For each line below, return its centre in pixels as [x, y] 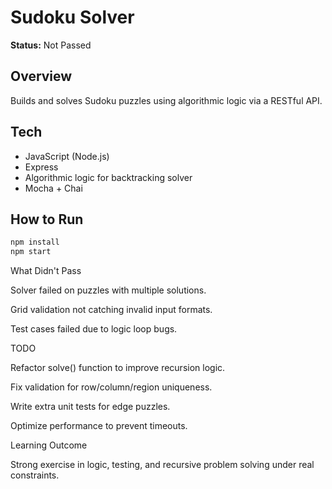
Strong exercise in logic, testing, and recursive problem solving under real [162, 465]
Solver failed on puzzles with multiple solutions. [108, 290]
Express [41, 167]
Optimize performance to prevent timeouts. [99, 426]
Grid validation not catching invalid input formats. [111, 310]
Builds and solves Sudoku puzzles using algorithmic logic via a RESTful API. [166, 100]
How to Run [47, 219]
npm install [35, 242]
